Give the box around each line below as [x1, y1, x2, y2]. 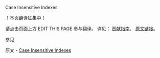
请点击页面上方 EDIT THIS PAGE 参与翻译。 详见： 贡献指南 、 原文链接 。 [5, 25, 158, 32]
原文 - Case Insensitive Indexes [5, 47, 72, 53]
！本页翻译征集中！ [5, 15, 46, 21]
